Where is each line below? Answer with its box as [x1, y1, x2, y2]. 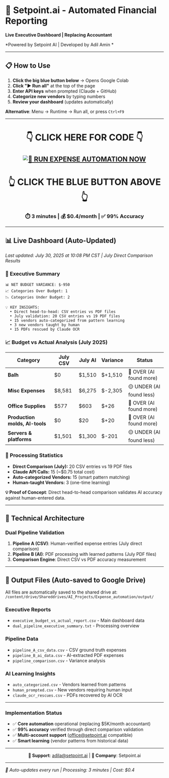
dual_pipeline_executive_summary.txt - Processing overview [12, 623, 140, 629]
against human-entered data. [5, 495, 65, 501]
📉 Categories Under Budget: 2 [5, 295, 70, 300]
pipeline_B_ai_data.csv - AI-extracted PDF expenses [12, 652, 124, 658]
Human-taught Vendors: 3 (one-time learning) [12, 479, 111, 485]
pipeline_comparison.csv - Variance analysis [12, 657, 106, 663]
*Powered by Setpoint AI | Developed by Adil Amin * [5, 41, 114, 47]
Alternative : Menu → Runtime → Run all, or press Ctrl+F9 [5, 108, 124, 115]
